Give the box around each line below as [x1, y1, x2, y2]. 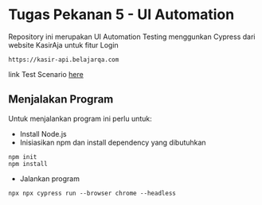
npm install [8, 160, 48, 168]
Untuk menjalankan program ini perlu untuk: [8, 114, 153, 123]
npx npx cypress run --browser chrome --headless [8, 189, 177, 197]
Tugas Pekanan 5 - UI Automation [8, 6, 235, 24]
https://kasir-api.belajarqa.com [8, 56, 119, 64]
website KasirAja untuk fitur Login [8, 40, 119, 49]
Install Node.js [19, 129, 67, 138]
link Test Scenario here [8, 69, 84, 79]
